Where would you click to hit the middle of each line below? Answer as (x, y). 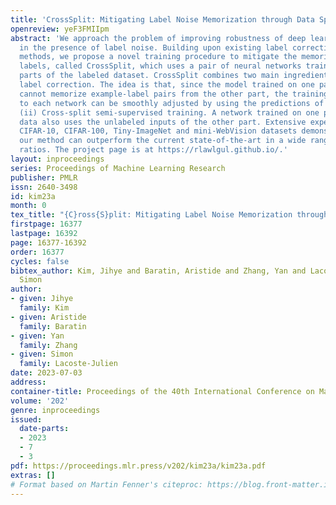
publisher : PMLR (44, 177)
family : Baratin (53, 326)
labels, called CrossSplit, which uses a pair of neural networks (160, 66)
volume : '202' (40, 401)
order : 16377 (37, 252)
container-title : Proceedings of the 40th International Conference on (162, 391)
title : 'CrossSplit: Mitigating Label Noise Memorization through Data (162, 19)
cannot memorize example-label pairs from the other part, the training (174, 94)
